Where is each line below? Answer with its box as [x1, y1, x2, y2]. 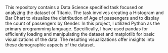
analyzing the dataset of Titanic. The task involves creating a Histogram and [5, 10, 164, 16]
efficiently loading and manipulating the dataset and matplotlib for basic [5, 31, 155, 37]
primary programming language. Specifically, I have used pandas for [5, 26, 148, 32]
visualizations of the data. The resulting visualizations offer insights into [5, 36, 155, 42]
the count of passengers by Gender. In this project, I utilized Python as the [5, 20, 160, 26]
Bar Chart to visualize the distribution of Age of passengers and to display [5, 15, 159, 21]
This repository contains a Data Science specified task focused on [5, 5, 144, 10]
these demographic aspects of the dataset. [5, 42, 95, 47]
